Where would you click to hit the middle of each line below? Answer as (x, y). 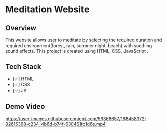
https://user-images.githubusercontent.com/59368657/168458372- (76, 119)
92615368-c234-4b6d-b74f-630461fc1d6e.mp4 (56, 124)
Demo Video (25, 106)
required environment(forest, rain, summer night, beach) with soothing (79, 46)
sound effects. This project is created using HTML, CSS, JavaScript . (77, 51)
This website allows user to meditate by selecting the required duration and (84, 40)
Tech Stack (23, 67)
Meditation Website (47, 9)
